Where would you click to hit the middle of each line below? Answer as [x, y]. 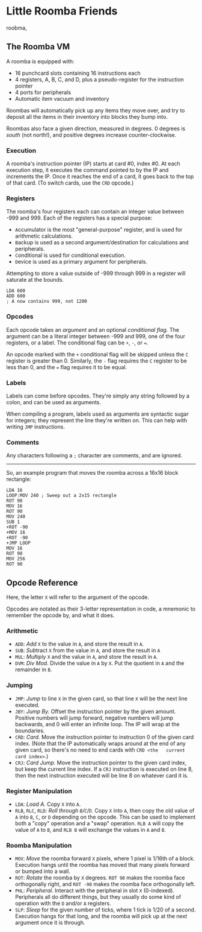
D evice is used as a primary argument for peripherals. [81, 262]
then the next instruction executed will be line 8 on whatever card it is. [102, 775]
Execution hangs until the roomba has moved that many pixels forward [102, 865]
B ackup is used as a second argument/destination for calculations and [102, 243]
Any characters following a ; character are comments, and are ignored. [94, 455]
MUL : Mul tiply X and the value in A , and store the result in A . [86, 657]
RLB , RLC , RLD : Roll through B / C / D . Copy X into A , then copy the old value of [105, 810]
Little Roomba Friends [62, 11]
